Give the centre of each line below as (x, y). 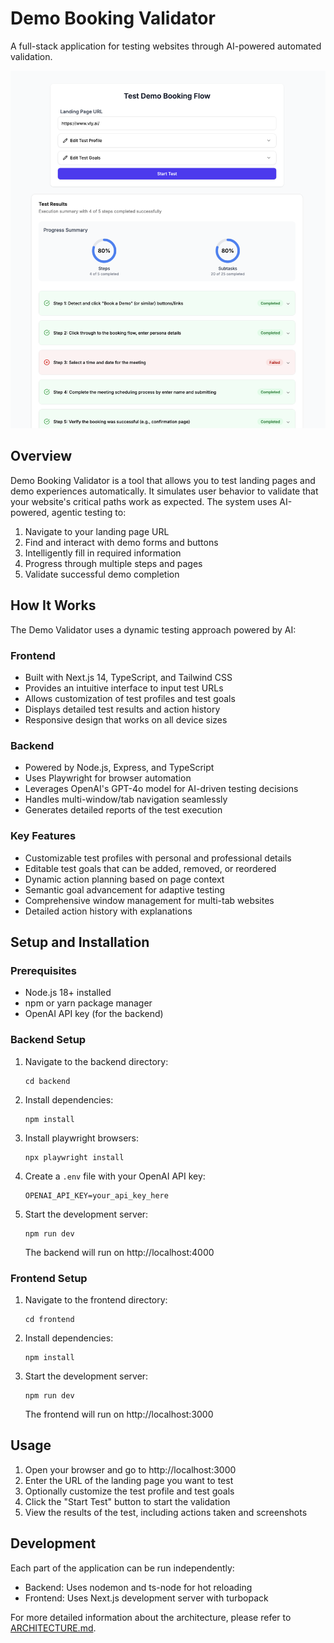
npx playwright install (74, 1157)
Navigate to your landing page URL (97, 531)
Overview (41, 456)
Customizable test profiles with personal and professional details (158, 858)
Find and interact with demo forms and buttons (121, 542)
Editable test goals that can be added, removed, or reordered (150, 868)
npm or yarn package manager (88, 1003)
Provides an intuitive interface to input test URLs (124, 688)
